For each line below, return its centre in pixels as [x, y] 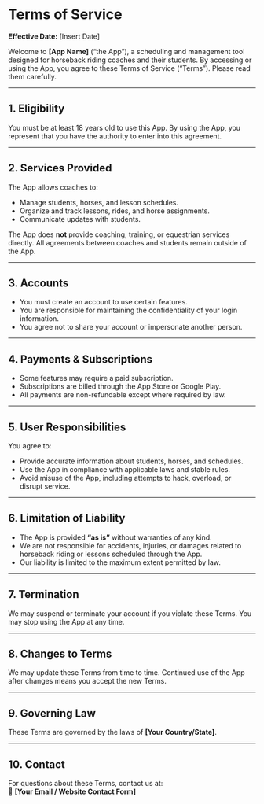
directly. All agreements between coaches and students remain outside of [128, 242]
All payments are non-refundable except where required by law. [123, 395]
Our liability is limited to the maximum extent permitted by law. [120, 562]
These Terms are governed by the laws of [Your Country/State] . [113, 732]
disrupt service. [45, 486]
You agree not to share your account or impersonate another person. [131, 327]
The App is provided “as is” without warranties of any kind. [115, 537]
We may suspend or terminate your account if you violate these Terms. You [130, 613]
